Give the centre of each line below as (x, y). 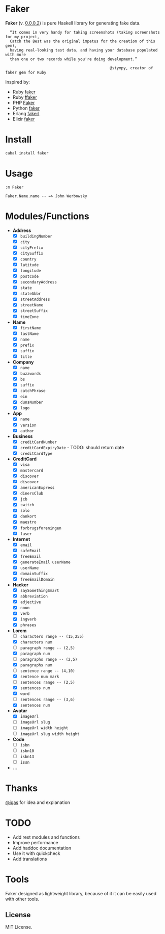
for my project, (22, 37)
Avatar (20, 711)
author (27, 431)
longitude (31, 271)
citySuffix (32, 253)
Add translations (30, 859)
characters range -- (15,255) (52, 636)
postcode (29, 277)
